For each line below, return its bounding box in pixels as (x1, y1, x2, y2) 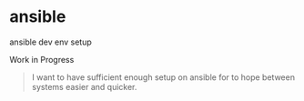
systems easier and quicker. (31, 81, 137, 92)
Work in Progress (9, 54, 75, 65)
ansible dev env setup (9, 36, 93, 47)
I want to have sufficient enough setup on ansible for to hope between (31, 71, 296, 83)
